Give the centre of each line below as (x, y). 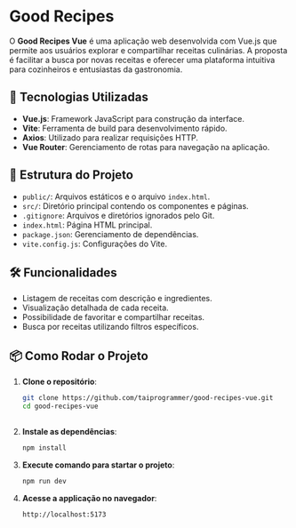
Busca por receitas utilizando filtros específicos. (110, 327)
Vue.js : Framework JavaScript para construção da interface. (133, 118)
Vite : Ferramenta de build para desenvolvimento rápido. (125, 128)
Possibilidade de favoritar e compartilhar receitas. (113, 317)
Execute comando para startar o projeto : (98, 465)
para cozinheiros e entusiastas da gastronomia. (96, 69)
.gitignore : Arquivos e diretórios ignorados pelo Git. (118, 215)
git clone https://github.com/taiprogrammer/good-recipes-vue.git (148, 398)
